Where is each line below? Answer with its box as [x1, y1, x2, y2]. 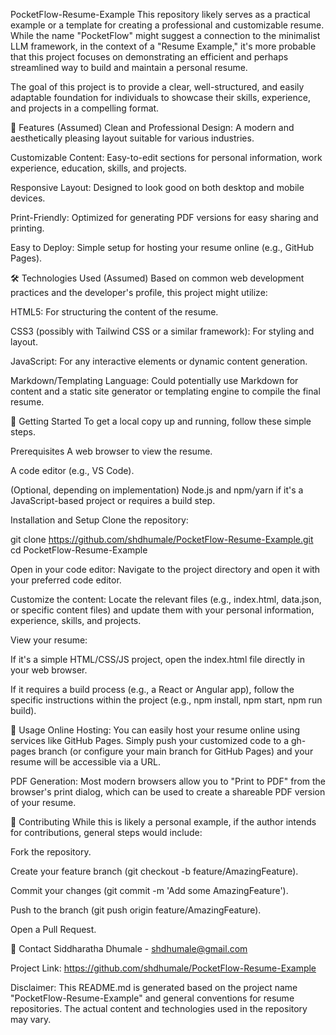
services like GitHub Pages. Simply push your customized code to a [10, 735, 290, 746]
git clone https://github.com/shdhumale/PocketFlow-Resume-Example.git [10, 534, 314, 545]
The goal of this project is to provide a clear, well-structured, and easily [10, 81, 305, 93]
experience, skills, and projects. [10, 615, 142, 626]
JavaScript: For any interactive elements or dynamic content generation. [10, 355, 308, 367]
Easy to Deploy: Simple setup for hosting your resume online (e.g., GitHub [10, 242, 315, 253]
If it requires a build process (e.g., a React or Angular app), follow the [10, 684, 295, 695]
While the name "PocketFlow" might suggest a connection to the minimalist [10, 30, 321, 41]
